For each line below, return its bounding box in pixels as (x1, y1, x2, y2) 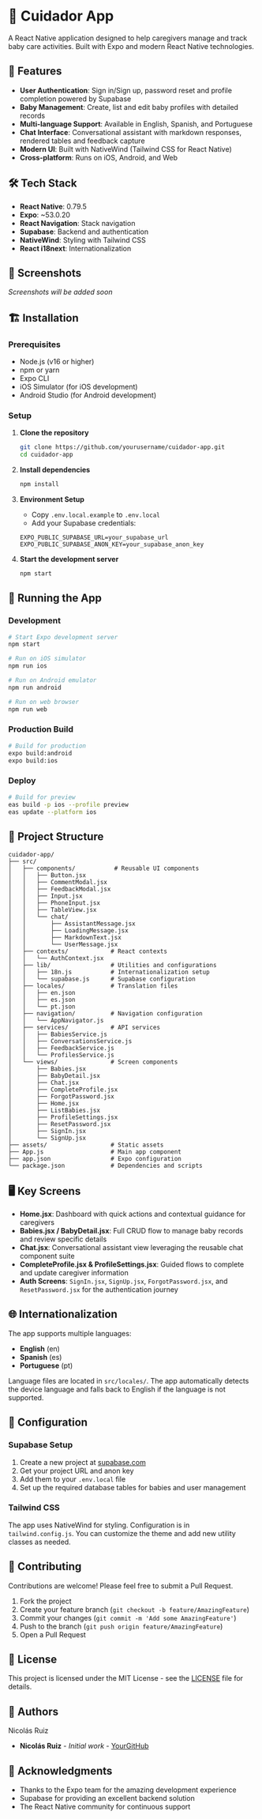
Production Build (8, 724, 73, 735)
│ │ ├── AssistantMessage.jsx (8, 920, 136, 928)
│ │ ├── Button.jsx (8, 872, 87, 879)
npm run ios (8, 662, 47, 670)
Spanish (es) (19, 1352, 62, 1361)
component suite (19, 1252, 75, 1261)
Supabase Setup (8, 1440, 73, 1451)
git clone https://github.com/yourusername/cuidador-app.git (19, 443, 226, 451)
